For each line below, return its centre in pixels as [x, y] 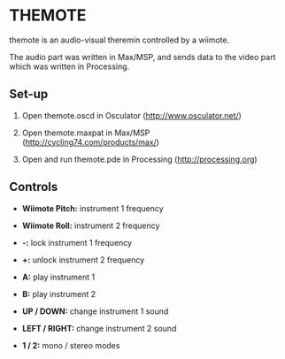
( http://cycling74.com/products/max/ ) [91, 141]
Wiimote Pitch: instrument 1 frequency [92, 208]
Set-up [29, 94]
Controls [34, 187]
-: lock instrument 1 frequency [77, 242]
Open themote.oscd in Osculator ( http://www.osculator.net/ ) [131, 115]
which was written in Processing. [69, 66]
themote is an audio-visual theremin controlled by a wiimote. [119, 40]
